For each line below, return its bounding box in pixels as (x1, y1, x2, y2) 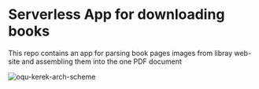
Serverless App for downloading (8, 6, 225, 24)
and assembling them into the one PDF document (21, 57, 183, 66)
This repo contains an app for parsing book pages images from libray (8, 48, 233, 57)
